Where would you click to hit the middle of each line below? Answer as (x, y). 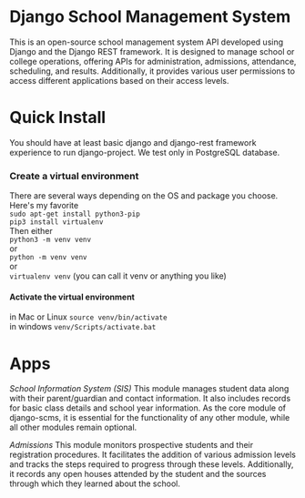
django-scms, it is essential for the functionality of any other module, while (150, 418)
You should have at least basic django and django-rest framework (133, 142)
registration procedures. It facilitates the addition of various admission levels (152, 455)
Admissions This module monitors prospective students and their (131, 445)
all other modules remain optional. (73, 427)
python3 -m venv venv (51, 240)
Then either (31, 231)
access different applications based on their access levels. (119, 80)
